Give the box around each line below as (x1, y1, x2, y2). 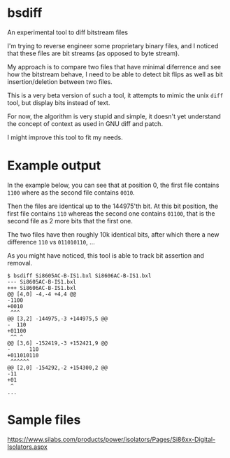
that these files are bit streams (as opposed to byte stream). (7, 49, 180, 57)
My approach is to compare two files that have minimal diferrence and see (7, 62, 222, 71)
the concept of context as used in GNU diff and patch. (7, 119, 163, 127)
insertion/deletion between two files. (7, 77, 113, 85)
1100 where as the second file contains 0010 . (7, 188, 135, 197)
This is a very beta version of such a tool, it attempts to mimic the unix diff (7, 91, 224, 99)
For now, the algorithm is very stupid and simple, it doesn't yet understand (7, 112, 222, 120)
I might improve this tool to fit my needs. (7, 133, 124, 141)
